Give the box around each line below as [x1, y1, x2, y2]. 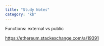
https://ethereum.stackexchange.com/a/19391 [5, 35, 99, 41]
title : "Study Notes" [5, 7, 50, 12]
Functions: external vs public [5, 25, 64, 31]
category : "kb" [5, 12, 37, 17]
